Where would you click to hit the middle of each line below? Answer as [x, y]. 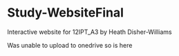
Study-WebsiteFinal [66, 13]
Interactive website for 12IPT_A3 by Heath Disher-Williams [89, 32]
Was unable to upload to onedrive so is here [70, 45]
